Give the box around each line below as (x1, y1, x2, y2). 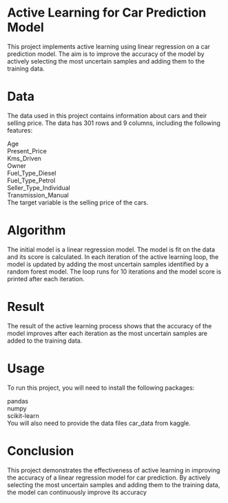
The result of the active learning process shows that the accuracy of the (7, 321, 212, 330)
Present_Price (7, 146, 47, 155)
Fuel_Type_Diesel (7, 169, 56, 177)
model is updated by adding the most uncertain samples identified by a (7, 260, 209, 268)
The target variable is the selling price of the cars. (7, 198, 149, 207)
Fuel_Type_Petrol (7, 176, 56, 184)
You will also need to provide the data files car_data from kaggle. (7, 419, 191, 427)
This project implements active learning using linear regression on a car (7, 42, 211, 50)
